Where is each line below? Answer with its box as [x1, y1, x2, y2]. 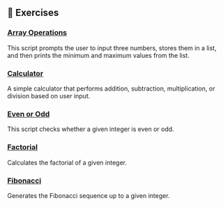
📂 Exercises [7, 7, 59, 19]
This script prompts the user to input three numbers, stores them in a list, [7, 43, 217, 52]
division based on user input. [7, 91, 91, 100]
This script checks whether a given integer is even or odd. [7, 125, 174, 133]
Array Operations [7, 28, 68, 38]
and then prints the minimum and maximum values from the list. [7, 51, 190, 59]
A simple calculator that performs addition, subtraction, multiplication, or [7, 84, 215, 93]
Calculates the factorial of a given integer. [7, 158, 128, 167]
